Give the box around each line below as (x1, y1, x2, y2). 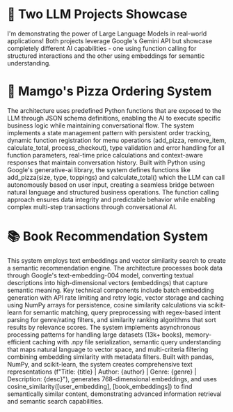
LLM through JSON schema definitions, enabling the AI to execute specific (7, 114, 221, 122)
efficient (7, 337, 31, 346)
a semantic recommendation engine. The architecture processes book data (7, 264, 223, 272)
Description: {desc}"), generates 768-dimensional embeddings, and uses (7, 374, 217, 383)
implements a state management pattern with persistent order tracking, (7, 128, 211, 137)
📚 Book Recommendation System (7, 229, 209, 245)
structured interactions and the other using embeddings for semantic (7, 52, 205, 60)
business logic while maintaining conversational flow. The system (7, 121, 195, 130)
